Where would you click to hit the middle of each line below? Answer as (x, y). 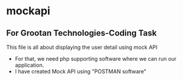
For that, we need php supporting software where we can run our (96, 59)
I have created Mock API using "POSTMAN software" (81, 71)
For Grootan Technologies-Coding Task (82, 33)
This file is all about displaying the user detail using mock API (82, 47)
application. (29, 65)
